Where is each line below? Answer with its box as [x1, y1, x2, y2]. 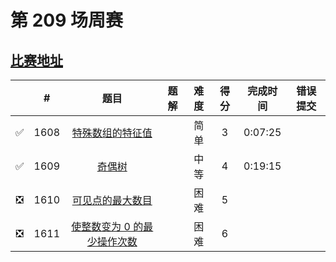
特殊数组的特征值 [71, 126, 153, 140]
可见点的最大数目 [71, 194, 153, 207]
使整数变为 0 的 [71, 220, 144, 233]
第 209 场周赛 [10, 9, 123, 32]
